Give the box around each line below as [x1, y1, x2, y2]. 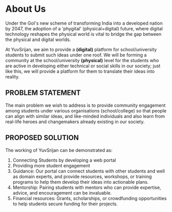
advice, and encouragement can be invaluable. [12, 189, 112, 196]
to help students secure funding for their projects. [12, 201, 118, 207]
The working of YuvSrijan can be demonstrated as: [5, 147, 113, 153]
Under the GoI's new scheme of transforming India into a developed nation [5, 20, 163, 26]
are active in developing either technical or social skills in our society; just [5, 63, 161, 69]
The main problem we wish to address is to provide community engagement [5, 102, 166, 108]
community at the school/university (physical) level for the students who [5, 57, 159, 63]
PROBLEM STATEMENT [5, 88, 81, 98]
